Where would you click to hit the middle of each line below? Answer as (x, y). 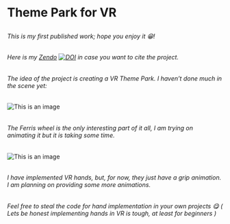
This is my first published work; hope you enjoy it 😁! (81, 36)
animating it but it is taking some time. (61, 135)
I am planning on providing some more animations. (79, 185)
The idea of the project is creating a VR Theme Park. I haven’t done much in (115, 78)
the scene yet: (27, 85)
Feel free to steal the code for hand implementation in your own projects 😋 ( (115, 206)
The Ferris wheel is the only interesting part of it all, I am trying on (100, 128)
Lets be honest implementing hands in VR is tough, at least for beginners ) (112, 213)
